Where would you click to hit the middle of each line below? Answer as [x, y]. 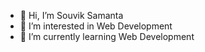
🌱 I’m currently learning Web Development [107, 36]
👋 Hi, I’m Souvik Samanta [71, 15]
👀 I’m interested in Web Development [96, 26]
